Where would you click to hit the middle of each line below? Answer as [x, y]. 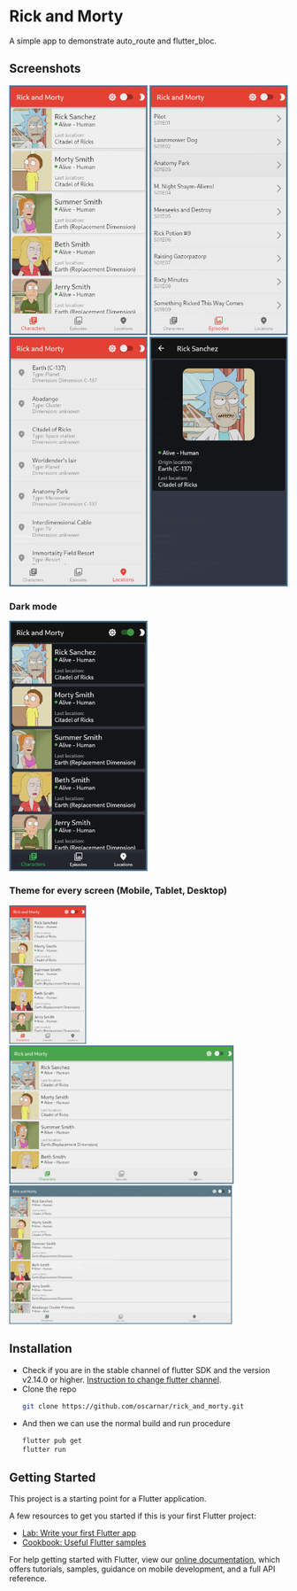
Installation [41, 1349]
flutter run [44, 1450]
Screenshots [45, 69]
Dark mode [33, 607]
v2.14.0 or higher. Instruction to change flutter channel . [122, 1379]
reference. [28, 1579]
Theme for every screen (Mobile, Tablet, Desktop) [118, 890]
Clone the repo [49, 1389]
